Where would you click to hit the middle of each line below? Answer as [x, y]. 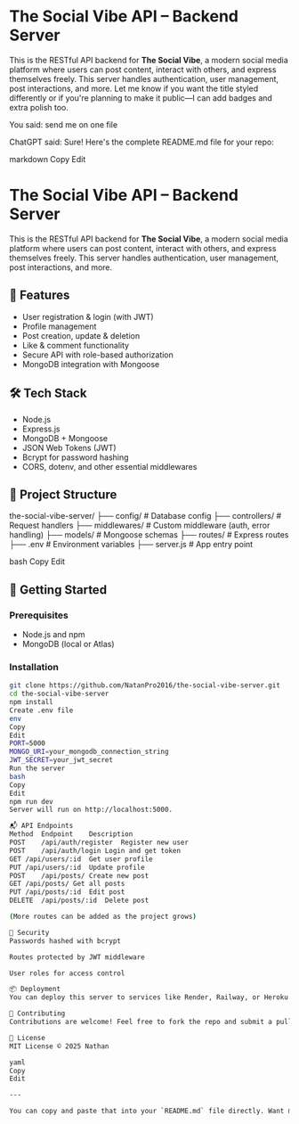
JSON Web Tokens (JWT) [69, 447]
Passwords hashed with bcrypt [65, 941]
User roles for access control [67, 973]
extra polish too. [39, 107]
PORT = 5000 [28, 743]
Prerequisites [39, 615]
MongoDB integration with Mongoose [91, 364]
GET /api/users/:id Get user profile [81, 859]
